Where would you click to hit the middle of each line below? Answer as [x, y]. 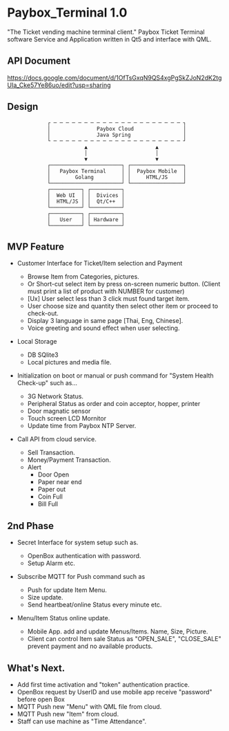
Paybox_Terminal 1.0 [67, 13]
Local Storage [37, 342]
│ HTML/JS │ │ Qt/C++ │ [86, 201]
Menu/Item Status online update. [63, 618]
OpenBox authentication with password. [84, 556]
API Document [39, 61]
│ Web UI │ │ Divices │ [86, 195]
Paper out [52, 490]
